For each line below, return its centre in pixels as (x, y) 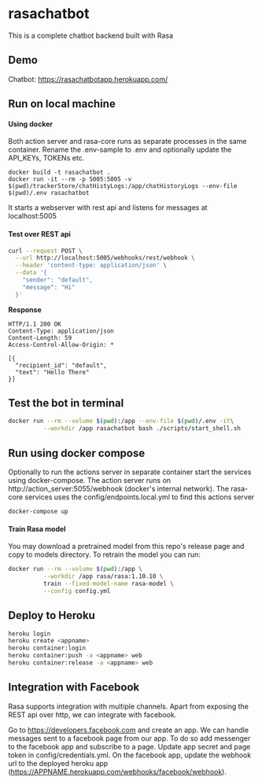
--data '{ (31, 273)
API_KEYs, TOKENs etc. (46, 158)
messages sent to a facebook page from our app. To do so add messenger (129, 738)
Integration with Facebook (74, 688)
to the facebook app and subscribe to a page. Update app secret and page (129, 746)
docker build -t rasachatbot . (59, 173)
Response (25, 309)
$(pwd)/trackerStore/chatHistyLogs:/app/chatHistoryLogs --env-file (123, 186)
